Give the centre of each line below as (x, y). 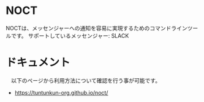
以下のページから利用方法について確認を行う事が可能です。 (85, 80)
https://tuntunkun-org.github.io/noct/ (61, 92)
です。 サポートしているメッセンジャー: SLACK (70, 36)
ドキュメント (38, 63)
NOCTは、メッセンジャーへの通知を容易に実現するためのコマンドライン (96, 28)
